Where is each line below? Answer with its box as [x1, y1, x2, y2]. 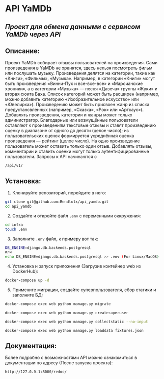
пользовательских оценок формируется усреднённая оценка [5, 133, 134, 139]
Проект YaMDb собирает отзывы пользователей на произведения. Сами [5, 60, 158, 66]
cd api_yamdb [5, 204, 32, 209]
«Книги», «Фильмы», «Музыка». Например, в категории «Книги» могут [5, 76, 155, 81]
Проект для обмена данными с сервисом [5, 23, 141, 31]
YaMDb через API [5, 30, 61, 38]
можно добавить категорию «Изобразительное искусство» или [5, 96, 139, 102]
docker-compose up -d [5, 278, 50, 283]
